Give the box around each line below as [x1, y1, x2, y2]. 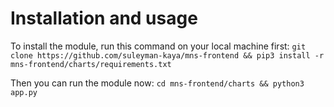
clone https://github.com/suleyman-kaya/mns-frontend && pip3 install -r [10, 50, 325, 61]
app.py [10, 87, 38, 97]
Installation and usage [10, 7, 198, 30]
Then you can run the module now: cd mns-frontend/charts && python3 [10, 77, 305, 89]
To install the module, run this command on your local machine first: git [10, 40, 307, 52]
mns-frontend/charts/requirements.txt [10, 59, 172, 69]
